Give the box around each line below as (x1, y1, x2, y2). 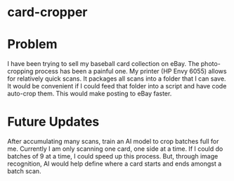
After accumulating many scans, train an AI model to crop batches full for (7, 138, 219, 146)
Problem (7, 36, 58, 53)
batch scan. (7, 167, 41, 175)
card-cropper (7, 4, 88, 20)
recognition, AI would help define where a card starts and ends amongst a (7, 159, 222, 168)
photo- (200, 60, 221, 68)
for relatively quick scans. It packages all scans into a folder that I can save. (7, 74, 226, 83)
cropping (7, 67, 34, 76)
